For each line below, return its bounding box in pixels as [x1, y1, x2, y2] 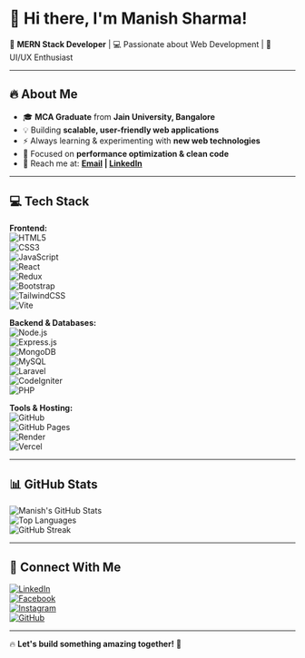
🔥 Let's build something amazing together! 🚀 [9, 639, 182, 650]
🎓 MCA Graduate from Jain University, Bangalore [22, 111, 216, 122]
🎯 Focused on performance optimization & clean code [22, 148, 230, 159]
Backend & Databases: [9, 317, 97, 328]
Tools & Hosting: [9, 402, 74, 413]
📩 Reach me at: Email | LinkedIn [22, 158, 143, 169]
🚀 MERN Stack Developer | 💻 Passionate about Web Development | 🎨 [9, 38, 272, 49]
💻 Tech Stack [9, 194, 90, 210]
